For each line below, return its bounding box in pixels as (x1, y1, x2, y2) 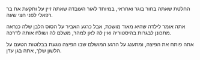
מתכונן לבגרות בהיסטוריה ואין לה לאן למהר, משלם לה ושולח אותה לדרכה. (6, 29, 172, 36)
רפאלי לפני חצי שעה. (6, 11, 53, 18)
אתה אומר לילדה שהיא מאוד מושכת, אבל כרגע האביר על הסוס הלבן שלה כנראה (6, 23, 186, 30)
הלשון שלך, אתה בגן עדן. (6, 47, 62, 54)
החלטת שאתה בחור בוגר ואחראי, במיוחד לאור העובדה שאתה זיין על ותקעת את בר (6, 5, 190, 12)
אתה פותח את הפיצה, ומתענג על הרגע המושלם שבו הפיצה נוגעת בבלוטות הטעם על (6, 41, 194, 48)
